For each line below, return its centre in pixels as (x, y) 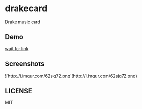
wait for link (17, 48)
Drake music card (23, 22)
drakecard (26, 8)
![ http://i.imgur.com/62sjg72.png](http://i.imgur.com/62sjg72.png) (71, 76)
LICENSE (19, 91)
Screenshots (25, 64)
